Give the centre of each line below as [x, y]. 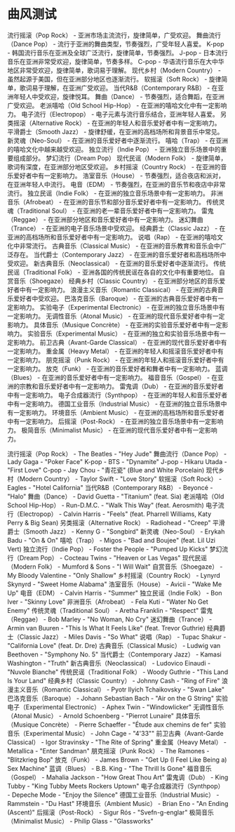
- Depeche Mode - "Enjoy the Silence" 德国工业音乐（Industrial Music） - [113, 795]
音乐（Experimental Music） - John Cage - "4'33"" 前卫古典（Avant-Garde [115, 733]
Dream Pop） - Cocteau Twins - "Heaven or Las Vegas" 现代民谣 [113, 557]
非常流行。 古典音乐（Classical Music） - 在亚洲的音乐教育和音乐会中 [120, 246]
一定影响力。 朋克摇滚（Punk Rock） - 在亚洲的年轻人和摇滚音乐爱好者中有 [116, 359]
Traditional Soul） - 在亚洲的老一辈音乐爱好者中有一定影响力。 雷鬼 [116, 211]
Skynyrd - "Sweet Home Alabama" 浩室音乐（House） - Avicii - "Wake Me [115, 584]
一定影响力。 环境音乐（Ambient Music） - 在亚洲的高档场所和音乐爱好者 [119, 412]
